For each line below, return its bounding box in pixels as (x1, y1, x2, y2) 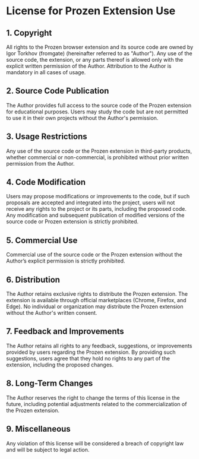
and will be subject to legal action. (6, 446, 90, 453)
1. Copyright (6, 28, 52, 38)
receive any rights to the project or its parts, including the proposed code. (6, 205, 187, 213)
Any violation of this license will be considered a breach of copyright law (6, 439, 184, 447)
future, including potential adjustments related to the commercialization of (6, 400, 187, 407)
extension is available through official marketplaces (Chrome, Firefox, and (6, 297, 187, 304)
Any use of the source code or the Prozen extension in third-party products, (6, 147, 192, 154)
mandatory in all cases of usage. (6, 69, 86, 75)
